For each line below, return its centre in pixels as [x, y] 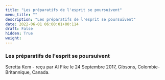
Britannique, [18, 72]
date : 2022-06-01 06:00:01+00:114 [42, 24]
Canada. [41, 72]
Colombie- [149, 67]
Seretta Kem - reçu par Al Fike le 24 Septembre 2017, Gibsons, [71, 67]
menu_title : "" [21, 15]
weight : [14, 38]
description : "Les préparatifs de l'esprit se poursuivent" [71, 19]
